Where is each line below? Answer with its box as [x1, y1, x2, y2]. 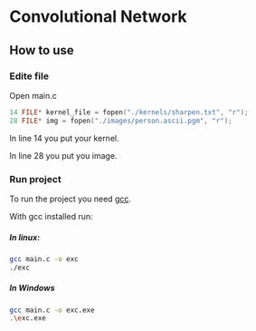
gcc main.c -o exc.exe [9, 306, 95, 315]
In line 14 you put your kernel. [9, 132, 119, 143]
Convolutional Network [9, 6, 187, 27]
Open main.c [9, 90, 57, 101]
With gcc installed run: [9, 210, 93, 221]
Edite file [9, 70, 50, 83]
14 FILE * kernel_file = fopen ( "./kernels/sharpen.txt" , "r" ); [9, 107, 249, 117]
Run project [9, 172, 62, 185]
